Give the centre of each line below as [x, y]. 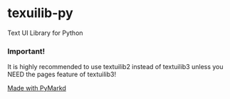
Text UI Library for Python [45, 33]
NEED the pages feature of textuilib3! [62, 74]
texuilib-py [40, 13]
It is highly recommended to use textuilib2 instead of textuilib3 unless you [115, 67]
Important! [26, 51]
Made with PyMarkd [37, 88]
